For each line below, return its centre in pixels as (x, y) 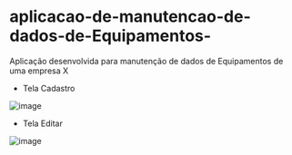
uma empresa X (39, 71)
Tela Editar (43, 123)
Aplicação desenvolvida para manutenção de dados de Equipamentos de (146, 61)
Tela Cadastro (49, 88)
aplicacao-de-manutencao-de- (131, 17)
